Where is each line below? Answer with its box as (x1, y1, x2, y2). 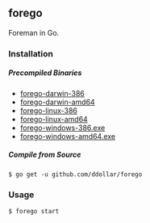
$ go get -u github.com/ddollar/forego (8, 170, 143, 179)
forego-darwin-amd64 (19, 97, 95, 107)
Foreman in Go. (8, 27, 60, 37)
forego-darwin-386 (19, 88, 85, 98)
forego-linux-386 (19, 105, 78, 116)
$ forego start (8, 207, 60, 215)
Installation (8, 48, 54, 59)
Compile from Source (8, 149, 81, 160)
